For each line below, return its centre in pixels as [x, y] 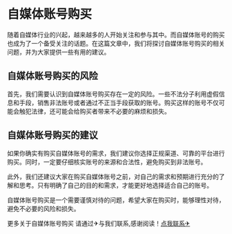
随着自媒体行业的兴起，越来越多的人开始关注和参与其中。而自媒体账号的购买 [116, 35]
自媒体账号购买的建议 [52, 135]
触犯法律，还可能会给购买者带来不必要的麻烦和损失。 [95, 111]
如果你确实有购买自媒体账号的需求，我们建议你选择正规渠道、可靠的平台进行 [116, 153]
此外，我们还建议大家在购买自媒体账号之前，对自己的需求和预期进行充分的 [113, 177]
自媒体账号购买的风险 [52, 76]
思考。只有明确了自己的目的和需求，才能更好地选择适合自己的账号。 [116, 185]
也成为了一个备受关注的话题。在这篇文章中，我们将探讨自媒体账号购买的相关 [116, 43]
